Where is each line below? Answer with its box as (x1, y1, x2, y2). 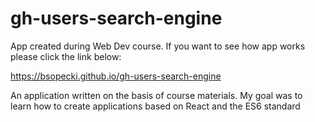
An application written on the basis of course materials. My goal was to (10, 89, 303, 101)
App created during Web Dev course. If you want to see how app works (10, 40, 306, 52)
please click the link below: (10, 50, 122, 62)
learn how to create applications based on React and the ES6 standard (10, 100, 301, 112)
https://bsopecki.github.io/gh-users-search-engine (10, 70, 222, 82)
